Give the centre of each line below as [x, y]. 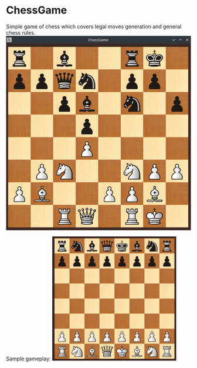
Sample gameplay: [28, 359]
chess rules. [21, 32]
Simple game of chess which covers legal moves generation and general [94, 26]
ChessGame [37, 10]
